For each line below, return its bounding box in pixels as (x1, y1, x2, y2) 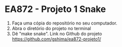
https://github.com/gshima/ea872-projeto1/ (11, 36, 101, 42)
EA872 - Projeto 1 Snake (4, 3, 106, 15)
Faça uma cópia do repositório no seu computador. (11, 20, 117, 26)
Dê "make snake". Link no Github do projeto (11, 30, 102, 36)
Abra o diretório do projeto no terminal (11, 25, 91, 31)
